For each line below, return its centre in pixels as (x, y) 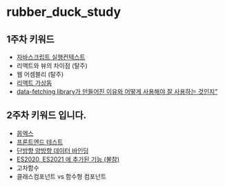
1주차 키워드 (30, 39)
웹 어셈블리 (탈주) (40, 74)
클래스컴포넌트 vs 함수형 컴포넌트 (61, 176)
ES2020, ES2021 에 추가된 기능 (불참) (68, 159)
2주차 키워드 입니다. (47, 116)
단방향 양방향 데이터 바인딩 (52, 150)
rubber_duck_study (64, 12)
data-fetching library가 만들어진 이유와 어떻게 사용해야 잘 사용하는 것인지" (117, 91)
